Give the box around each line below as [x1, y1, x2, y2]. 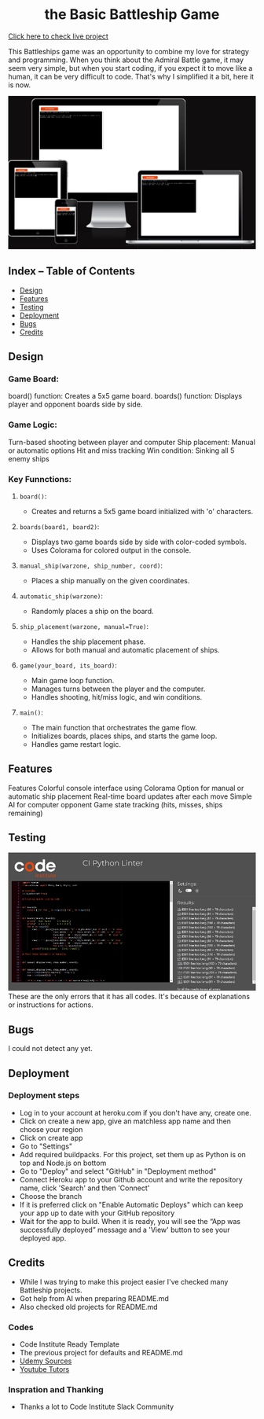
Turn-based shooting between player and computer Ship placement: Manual [8, 437, 255, 447]
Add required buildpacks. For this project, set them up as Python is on [19, 1149, 246, 1159]
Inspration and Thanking [8, 1384, 104, 1395]
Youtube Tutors [19, 1364, 70, 1373]
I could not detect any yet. [8, 1044, 93, 1053]
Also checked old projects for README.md [19, 1302, 159, 1311]
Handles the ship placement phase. [31, 637, 146, 646]
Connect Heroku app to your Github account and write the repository [19, 1175, 244, 1184]
